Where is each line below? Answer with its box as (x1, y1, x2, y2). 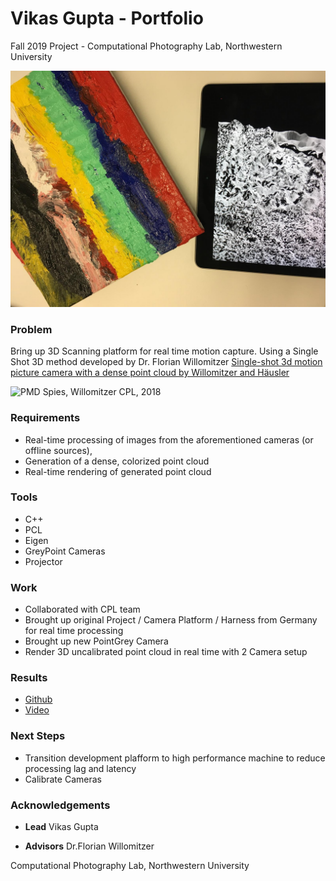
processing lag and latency (24, 762, 137, 774)
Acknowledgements (10, 798, 111, 812)
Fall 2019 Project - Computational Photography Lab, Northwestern (10, 40, 283, 52)
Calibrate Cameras (24, 773, 102, 785)
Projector (24, 555, 63, 567)
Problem (10, 322, 53, 336)
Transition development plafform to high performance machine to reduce (24, 752, 326, 764)
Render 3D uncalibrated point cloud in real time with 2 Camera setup (24, 646, 308, 658)
